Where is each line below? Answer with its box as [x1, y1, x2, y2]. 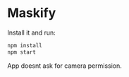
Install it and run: [7, 28, 56, 37]
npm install [7, 42, 42, 49]
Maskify [7, 5, 56, 21]
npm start [7, 48, 37, 56]
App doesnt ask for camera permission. [7, 61, 122, 70]
